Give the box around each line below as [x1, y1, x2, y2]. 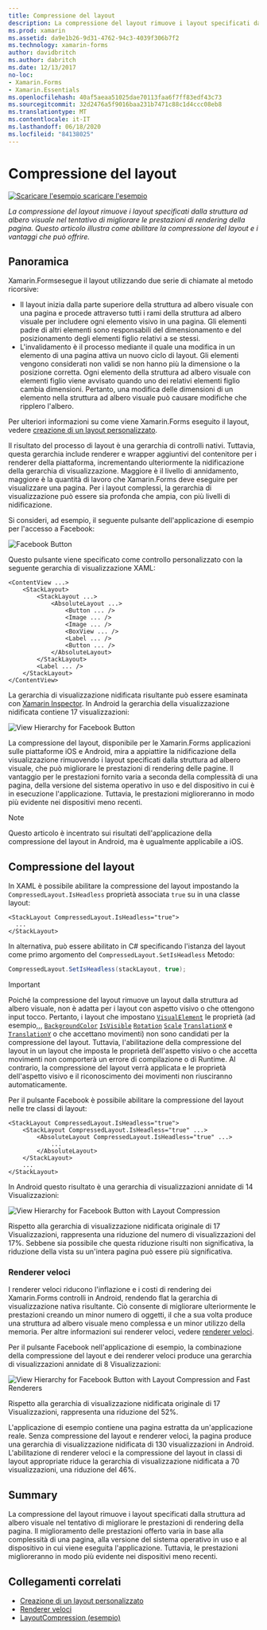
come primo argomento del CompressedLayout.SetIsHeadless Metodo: [8, 950, 235, 960]
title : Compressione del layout [8, 11, 115, 20]
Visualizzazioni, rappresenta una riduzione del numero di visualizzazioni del [8, 1230, 256, 1239]
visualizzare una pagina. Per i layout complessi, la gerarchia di [8, 483, 212, 493]
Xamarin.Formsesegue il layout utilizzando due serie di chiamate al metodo [8, 276, 253, 285]
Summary [8, 1488, 58, 1502]
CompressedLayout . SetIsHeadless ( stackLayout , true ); [8, 965, 187, 973]
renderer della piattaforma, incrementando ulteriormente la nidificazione [8, 458, 245, 467]
